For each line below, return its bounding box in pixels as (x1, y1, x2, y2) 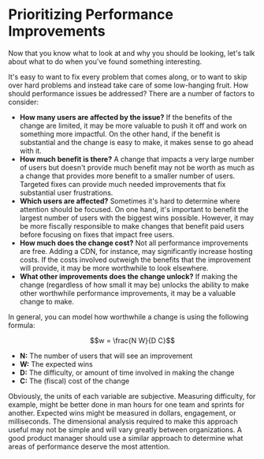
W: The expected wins (19, 359, 93, 368)
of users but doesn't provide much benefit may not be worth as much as (19, 162, 255, 172)
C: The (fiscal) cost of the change (19, 376, 130, 386)
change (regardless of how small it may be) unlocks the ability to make (19, 280, 250, 289)
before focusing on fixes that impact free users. (19, 229, 175, 239)
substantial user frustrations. (19, 188, 113, 197)
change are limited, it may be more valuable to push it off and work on (19, 121, 247, 130)
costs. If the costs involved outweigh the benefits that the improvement (19, 255, 251, 264)
